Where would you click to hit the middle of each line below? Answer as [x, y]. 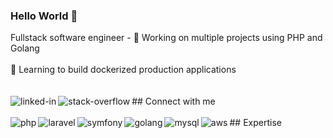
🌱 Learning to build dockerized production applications [123, 70]
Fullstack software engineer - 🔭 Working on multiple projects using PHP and [166, 38]
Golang [25, 48]
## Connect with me [173, 101]
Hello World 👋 [44, 16]
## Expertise [255, 123]
